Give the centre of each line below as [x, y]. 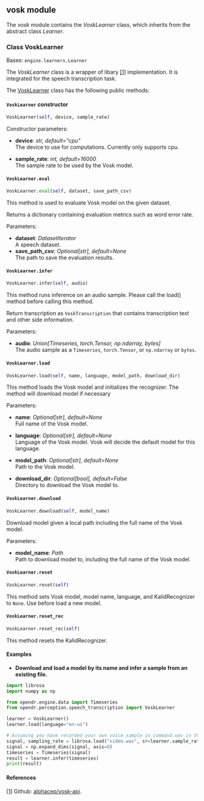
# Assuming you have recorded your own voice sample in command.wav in [99, 736]
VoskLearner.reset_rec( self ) [43, 628]
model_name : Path [39, 553]
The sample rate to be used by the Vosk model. [74, 166]
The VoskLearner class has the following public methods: [78, 90]
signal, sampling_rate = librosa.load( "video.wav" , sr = [78, 741]
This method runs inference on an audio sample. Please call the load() [94, 295]
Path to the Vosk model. [45, 467]
